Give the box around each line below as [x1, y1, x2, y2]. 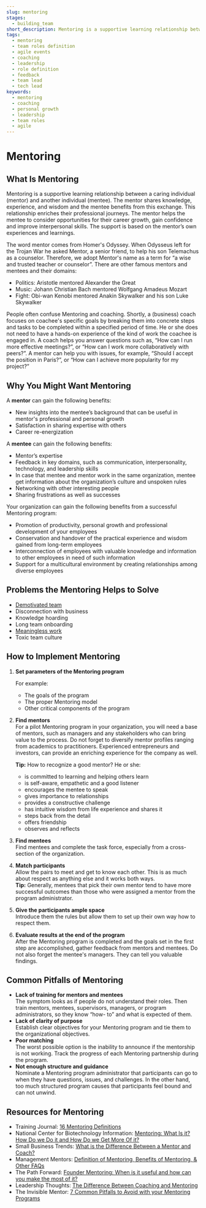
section [15, 850, 34, 857]
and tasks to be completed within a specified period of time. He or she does [6, 323, 198, 331]
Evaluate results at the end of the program [15, 931, 125, 939]
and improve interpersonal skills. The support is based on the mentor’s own [6, 223, 197, 230]
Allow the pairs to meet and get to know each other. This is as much [15, 868, 187, 875]
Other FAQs [15, 1162, 45, 1169]
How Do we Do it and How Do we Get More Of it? [15, 1136, 140, 1144]
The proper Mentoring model [24, 698, 98, 706]
